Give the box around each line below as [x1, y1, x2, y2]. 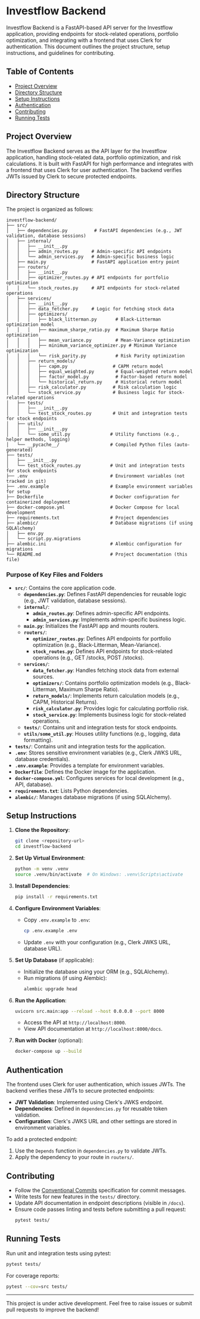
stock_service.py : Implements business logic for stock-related [32, 711, 186, 718]
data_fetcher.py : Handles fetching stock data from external [32, 667, 179, 674]
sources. [32, 673, 55, 680]
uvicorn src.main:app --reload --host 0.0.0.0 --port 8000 [14, 1008, 165, 1014]
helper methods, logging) [6, 437, 70, 443]
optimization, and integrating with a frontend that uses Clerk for [6, 36, 162, 44]
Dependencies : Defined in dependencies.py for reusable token [14, 1105, 168, 1112]
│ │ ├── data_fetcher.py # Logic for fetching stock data [6, 306, 174, 312]
